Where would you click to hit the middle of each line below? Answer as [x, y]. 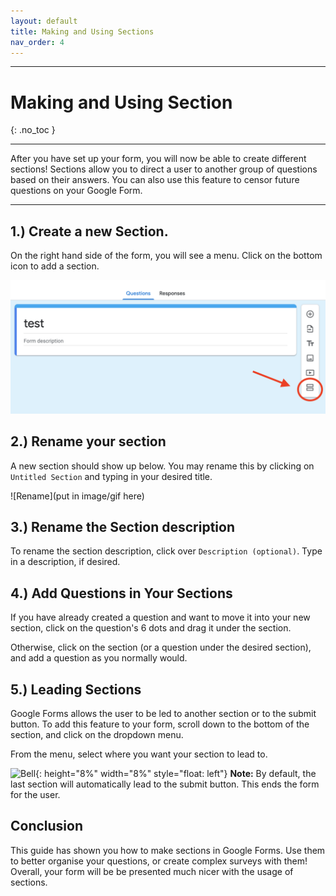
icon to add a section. [55, 266]
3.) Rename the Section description [122, 526]
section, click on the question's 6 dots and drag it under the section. [151, 628]
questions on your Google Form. [76, 191]
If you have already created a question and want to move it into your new [160, 617]
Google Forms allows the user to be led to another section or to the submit [163, 713]
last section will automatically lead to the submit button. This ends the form [165, 784]
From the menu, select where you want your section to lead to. [139, 754]
